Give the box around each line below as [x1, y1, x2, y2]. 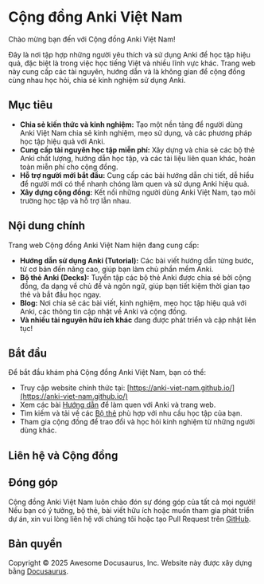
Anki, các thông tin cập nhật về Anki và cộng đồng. [19, 306, 188, 316]
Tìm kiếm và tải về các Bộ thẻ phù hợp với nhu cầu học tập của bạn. [19, 408, 243, 418]
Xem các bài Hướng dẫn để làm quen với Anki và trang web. [19, 400, 216, 410]
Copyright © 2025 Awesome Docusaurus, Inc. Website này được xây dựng [8, 558, 253, 568]
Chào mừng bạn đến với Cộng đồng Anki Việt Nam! [8, 34, 176, 44]
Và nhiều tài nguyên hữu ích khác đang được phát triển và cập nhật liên [19, 315, 257, 325]
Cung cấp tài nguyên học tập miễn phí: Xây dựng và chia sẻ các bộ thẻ [19, 144, 255, 155]
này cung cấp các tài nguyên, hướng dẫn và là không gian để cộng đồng [8, 66, 246, 76]
